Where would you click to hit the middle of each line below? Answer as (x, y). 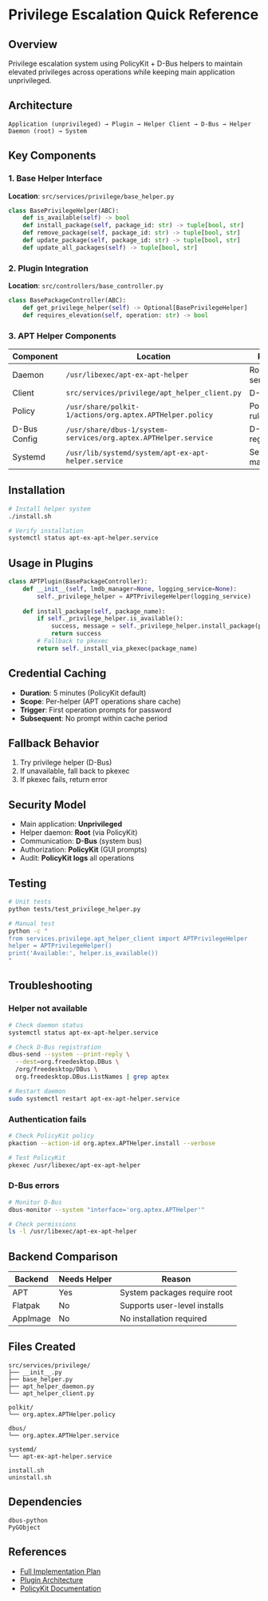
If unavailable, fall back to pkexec (75, 771)
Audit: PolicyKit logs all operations (77, 858)
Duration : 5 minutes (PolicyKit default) (83, 692)
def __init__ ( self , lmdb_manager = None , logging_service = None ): (130, 589)
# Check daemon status (46, 1025)
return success (76, 634)
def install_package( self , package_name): (94, 611)
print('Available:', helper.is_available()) (83, 953)
